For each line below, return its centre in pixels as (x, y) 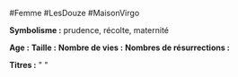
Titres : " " (29, 65)
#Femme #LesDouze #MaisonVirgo (75, 13)
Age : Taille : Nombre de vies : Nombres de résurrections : (120, 47)
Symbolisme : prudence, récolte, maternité (89, 30)
